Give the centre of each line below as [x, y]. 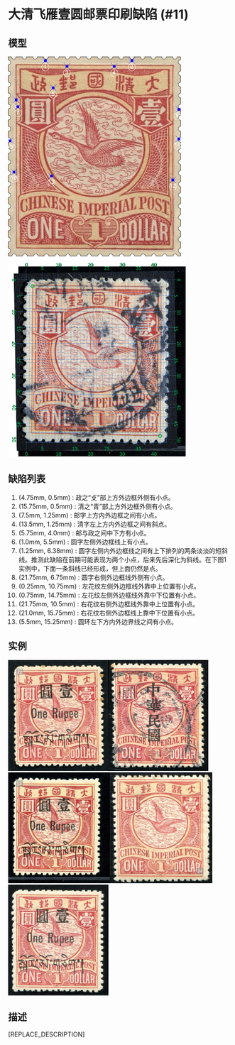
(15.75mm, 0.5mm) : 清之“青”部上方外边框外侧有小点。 [97, 506]
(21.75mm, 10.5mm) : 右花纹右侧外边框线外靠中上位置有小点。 [109, 603]
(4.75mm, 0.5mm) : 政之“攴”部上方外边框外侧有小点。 [96, 497]
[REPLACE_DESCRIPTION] [47, 1034]
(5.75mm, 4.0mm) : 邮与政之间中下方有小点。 [84, 532]
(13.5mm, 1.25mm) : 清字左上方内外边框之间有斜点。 [94, 524]
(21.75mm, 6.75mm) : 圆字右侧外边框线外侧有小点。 [93, 577]
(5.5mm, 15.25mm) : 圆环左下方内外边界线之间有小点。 [98, 621]
